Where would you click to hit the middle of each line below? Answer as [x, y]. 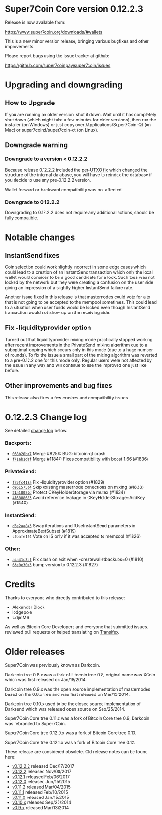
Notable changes [40, 237]
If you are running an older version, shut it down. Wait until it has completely [81, 114]
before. [12, 370]
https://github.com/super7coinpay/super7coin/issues [58, 65]
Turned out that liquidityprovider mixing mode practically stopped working [79, 339]
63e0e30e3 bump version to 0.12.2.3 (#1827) [55, 564]
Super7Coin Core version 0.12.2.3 [74, 9]
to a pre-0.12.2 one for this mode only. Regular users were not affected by [79, 360]
